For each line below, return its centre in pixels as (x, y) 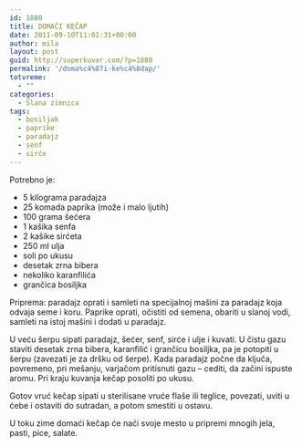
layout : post (34, 52)
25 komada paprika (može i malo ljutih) (96, 207)
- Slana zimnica (48, 103)
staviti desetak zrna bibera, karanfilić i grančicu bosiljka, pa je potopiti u (144, 348)
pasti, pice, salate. (44, 432)
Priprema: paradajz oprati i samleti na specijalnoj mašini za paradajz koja (146, 302)
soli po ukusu (48, 255)
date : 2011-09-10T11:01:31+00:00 (73, 35)
